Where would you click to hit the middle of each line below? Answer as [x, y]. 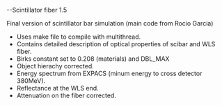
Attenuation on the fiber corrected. [66, 95]
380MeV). [31, 81]
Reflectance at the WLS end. [57, 88]
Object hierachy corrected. [55, 66]
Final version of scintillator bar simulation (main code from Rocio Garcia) [110, 23]
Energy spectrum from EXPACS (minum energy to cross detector [109, 73]
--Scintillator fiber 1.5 [37, 10]
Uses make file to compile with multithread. [79, 37]
